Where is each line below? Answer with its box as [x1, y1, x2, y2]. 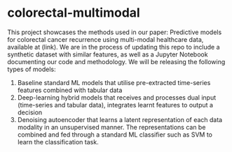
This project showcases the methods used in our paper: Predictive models [7, 28, 222, 36]
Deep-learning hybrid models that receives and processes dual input [17, 93, 217, 102]
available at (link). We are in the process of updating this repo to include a [7, 43, 220, 51]
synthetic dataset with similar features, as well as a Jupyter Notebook [7, 50, 208, 59]
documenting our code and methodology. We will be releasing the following [7, 57, 226, 66]
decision [17, 108, 43, 116]
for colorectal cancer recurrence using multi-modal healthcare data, [7, 35, 204, 43]
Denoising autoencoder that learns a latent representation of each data [17, 115, 223, 123]
